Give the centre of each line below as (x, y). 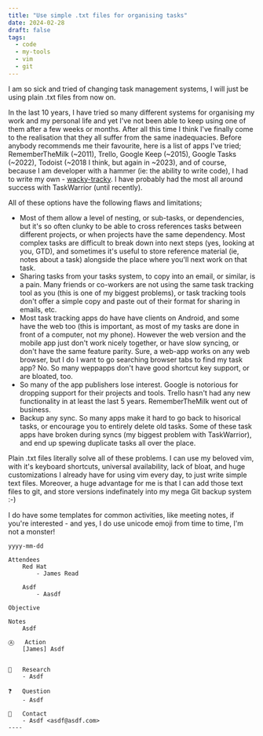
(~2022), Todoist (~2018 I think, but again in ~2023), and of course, (117, 162)
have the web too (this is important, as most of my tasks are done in (129, 326)
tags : (17, 37)
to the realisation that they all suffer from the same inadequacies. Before (125, 137)
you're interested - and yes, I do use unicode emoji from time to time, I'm (126, 523)
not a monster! (32, 531)
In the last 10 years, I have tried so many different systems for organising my (131, 112)
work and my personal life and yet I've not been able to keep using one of (127, 120)
